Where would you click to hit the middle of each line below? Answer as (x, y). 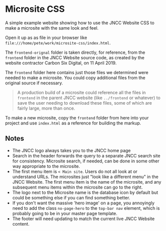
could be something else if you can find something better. (71, 197)
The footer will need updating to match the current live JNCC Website (83, 219)
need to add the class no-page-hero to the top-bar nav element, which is (86, 208)
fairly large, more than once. (46, 108)
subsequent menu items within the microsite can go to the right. (77, 187)
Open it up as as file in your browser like (46, 38)
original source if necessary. (34, 83)
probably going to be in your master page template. (65, 213)
